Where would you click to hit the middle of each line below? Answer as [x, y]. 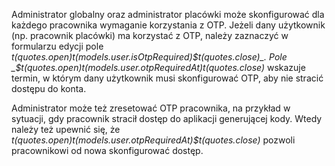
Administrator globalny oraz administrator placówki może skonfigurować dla [168, 14]
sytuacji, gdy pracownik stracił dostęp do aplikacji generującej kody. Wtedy [167, 118]
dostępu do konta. [49, 88]
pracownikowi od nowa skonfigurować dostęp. [107, 150]
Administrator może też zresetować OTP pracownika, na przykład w [151, 108]
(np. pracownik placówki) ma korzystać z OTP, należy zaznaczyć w [150, 35]
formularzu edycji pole [57, 46]
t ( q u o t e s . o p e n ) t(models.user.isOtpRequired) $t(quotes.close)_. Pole [149, 57]
